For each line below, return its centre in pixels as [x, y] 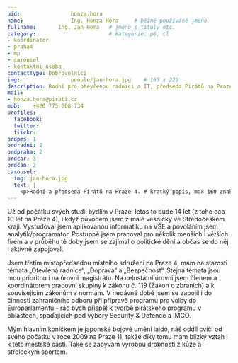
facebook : [28, 119]
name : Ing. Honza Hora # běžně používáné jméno [107, 21]
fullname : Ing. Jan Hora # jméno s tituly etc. [91, 27]
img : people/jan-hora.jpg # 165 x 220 [93, 80]
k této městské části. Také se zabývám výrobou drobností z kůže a [104, 345]
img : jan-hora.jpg [41, 178]
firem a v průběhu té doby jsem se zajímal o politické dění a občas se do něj [118, 242]
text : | [25, 185]
